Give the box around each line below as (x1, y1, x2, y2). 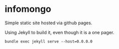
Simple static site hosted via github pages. (5, 20, 92, 26)
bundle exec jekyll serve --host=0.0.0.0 (5, 39, 93, 44)
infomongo (5, 3, 51, 15)
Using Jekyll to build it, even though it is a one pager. (5, 29, 114, 35)
